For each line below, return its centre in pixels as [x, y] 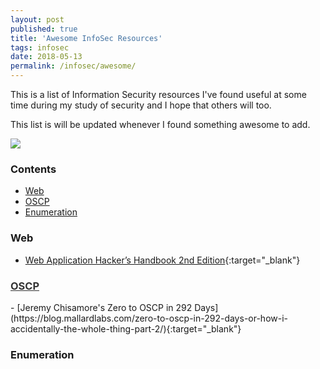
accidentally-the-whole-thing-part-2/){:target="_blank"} [126, 328]
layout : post [37, 19]
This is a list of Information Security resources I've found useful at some [158, 94]
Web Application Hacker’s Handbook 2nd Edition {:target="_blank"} [162, 260]
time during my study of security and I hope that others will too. [141, 105]
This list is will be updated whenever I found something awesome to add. [160, 124]
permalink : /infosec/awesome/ [73, 66]
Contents [33, 169]
